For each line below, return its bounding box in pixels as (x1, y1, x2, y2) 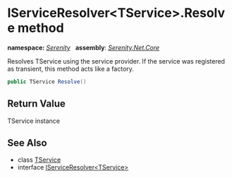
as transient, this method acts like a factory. (7, 64, 134, 73)
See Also (7, 137, 47, 149)
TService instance (7, 117, 61, 125)
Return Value (7, 97, 66, 110)
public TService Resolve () (7, 78, 87, 85)
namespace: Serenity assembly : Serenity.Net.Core (7, 43, 160, 52)
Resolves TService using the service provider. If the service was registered (7, 57, 226, 65)
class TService (17, 155, 61, 164)
